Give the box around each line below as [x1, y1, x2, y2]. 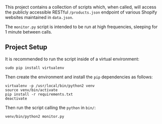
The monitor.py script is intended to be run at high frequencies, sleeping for [5, 24, 158, 30]
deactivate [5, 96, 27, 101]
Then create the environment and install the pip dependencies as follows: [5, 74, 153, 80]
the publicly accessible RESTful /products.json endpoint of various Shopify [5, 9, 157, 15]
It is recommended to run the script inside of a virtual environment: [5, 56, 140, 62]
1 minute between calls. [5, 29, 52, 35]
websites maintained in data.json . [5, 15, 74, 20]
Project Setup [5, 43, 48, 52]
